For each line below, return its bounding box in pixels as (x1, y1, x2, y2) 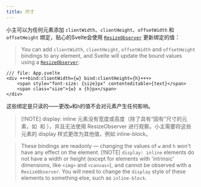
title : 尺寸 (6, 8, 34, 15)
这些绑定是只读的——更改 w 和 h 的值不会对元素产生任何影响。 (6, 102, 154, 109)
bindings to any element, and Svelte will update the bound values (20, 52, 182, 59)
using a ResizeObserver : (20, 58, 80, 66)
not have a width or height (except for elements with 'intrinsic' (20, 155, 175, 162)
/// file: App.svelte (6, 70, 61, 76)
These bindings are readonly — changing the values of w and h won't (20, 142, 191, 149)
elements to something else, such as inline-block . (20, 174, 147, 181)
